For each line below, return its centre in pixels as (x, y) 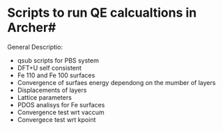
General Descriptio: (35, 47)
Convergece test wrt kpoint (56, 119)
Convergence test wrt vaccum (61, 112)
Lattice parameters (44, 97)
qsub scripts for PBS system (58, 60)
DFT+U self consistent (49, 68)
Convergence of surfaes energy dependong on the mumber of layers (116, 82)
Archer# (32, 28)
